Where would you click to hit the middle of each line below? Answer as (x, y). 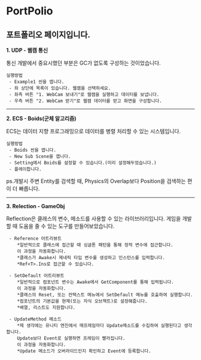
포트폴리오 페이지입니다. (48, 34)
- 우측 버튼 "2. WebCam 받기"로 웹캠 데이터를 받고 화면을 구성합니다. (86, 101)
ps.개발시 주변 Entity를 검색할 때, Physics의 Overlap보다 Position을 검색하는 (96, 181)
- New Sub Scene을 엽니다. (40, 157)
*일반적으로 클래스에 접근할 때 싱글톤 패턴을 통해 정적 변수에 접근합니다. (95, 245)
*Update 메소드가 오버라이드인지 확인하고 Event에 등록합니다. (84, 351)
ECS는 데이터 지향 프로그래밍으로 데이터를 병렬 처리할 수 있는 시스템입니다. (94, 131)
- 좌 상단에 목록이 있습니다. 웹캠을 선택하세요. (60, 88)
